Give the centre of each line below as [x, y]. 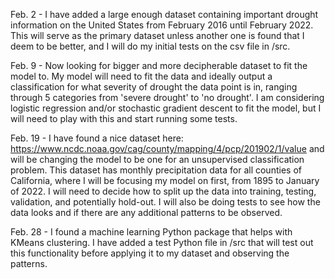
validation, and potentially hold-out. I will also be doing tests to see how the [165, 202]
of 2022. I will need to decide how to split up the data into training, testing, [163, 191]
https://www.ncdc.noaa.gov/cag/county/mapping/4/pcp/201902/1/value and [167, 148]
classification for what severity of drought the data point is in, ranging [154, 87]
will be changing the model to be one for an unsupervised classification [157, 159]
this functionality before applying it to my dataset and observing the [150, 253]
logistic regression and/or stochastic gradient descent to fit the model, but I [166, 108]
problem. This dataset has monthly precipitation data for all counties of [156, 170]
